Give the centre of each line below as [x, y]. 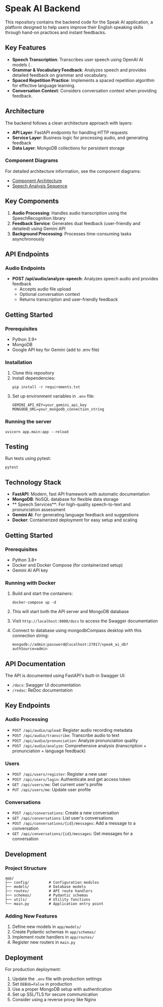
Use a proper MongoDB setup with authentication [62, 989]
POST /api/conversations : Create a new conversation [66, 813]
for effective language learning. [44, 85]
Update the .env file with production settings [57, 979]
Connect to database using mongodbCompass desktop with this [77, 631]
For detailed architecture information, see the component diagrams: [73, 171]
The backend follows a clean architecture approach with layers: [69, 123]
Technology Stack [33, 482]
